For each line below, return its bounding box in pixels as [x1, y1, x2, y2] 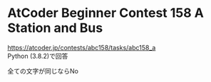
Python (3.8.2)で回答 [7, 52, 68, 60]
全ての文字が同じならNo [7, 66, 78, 75]
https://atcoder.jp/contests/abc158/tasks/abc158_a [7, 43, 156, 52]
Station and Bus [7, 20, 103, 36]
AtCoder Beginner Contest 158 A [7, 5, 205, 21]
